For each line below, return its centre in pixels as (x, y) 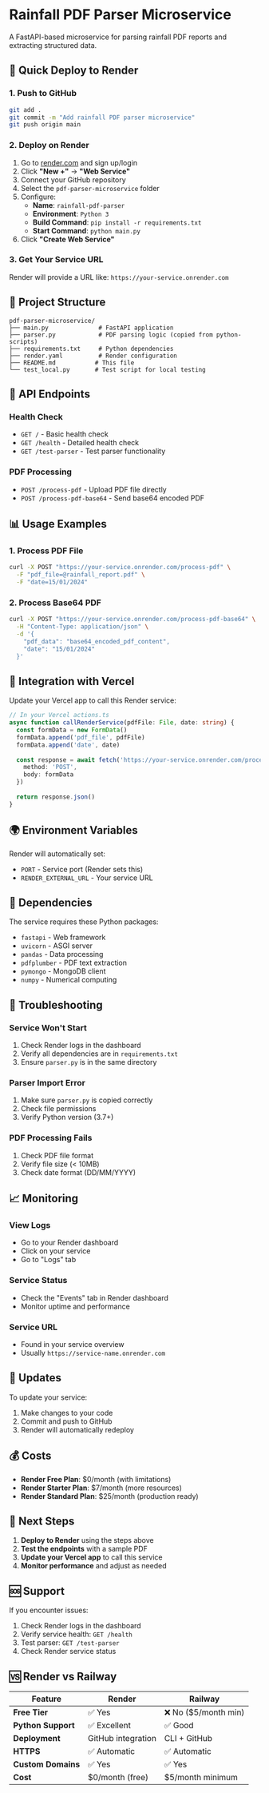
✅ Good (179, 1725)
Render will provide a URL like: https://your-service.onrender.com (119, 277)
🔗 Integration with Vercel (72, 681)
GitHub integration (122, 1738)
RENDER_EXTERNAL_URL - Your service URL (87, 878)
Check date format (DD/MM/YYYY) (78, 1172)
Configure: (38, 197)
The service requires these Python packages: (84, 922)
